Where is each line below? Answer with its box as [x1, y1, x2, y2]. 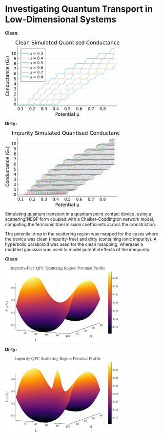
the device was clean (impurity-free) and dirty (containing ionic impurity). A [5, 236, 157, 242]
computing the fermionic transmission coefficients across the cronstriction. [5, 221, 156, 227]
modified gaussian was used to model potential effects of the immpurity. [5, 246, 150, 252]
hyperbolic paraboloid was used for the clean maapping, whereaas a [5, 241, 143, 247]
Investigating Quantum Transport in [5, 3, 153, 15]
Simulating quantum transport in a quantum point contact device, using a [5, 211, 152, 217]
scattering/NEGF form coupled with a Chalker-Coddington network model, [5, 216, 155, 222]
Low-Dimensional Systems [5, 14, 117, 25]
